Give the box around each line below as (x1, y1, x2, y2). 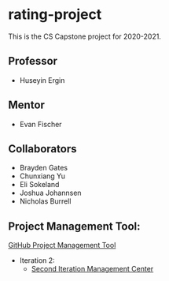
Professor (8, 54, 57, 68)
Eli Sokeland (19, 180, 60, 189)
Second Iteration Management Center (31, 264, 154, 274)
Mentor (8, 99, 46, 112)
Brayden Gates (19, 163, 68, 173)
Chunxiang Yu (19, 171, 65, 181)
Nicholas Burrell (19, 197, 72, 206)
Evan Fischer (19, 119, 62, 129)
